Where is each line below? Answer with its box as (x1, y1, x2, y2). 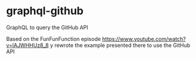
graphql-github (6, 4, 84, 18)
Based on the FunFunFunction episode (6, 35, 101, 42)
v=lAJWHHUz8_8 (6, 42, 49, 49)
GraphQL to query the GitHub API (6, 24, 88, 31)
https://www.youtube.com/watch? (102, 35, 186, 42)
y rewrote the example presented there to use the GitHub (50, 42, 191, 49)
